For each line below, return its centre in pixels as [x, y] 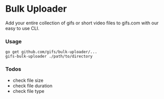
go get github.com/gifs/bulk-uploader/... [51, 52]
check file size [28, 80]
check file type [28, 91]
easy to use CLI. [22, 28]
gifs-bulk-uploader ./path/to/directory [49, 56]
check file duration [33, 86]
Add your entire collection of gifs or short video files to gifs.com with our [82, 23]
